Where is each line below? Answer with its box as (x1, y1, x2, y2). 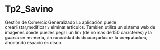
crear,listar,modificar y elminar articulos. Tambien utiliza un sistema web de (5, 24, 156, 30)
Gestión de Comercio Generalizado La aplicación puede (5, 19, 117, 25)
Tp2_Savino (5, 3, 53, 14)
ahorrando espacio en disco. (5, 39, 63, 45)
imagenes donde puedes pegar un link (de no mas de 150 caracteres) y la (5, 29, 152, 35)
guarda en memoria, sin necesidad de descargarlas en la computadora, (5, 35, 148, 40)
